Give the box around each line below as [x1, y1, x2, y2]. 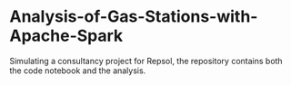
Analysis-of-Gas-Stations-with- [9, 6, 258, 27]
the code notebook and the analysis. [9, 65, 146, 76]
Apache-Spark [9, 25, 124, 46]
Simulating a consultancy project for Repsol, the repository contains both [9, 55, 284, 66]
